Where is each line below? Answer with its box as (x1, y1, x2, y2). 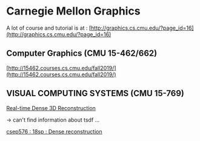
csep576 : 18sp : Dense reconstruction (6, 128, 102, 135)
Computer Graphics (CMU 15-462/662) (6, 48, 158, 59)
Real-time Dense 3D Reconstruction (6, 104, 96, 111)
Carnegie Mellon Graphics (6, 4, 141, 18)
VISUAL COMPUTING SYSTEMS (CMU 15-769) (6, 88, 185, 99)
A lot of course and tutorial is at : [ (6, 24, 92, 31)
